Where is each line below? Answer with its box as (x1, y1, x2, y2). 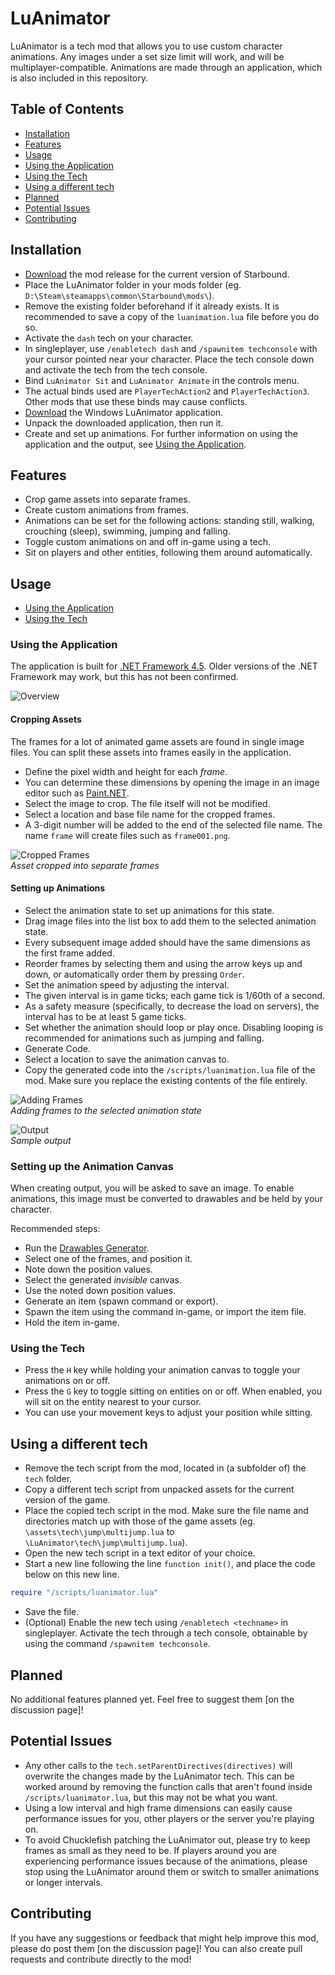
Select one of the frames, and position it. (24, 1253, 193, 1265)
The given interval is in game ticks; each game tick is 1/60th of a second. (24, 989, 326, 1001)
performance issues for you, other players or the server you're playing (24, 1812, 315, 1824)
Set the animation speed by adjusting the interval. (24, 978, 230, 991)
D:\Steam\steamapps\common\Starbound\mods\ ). (24, 289, 215, 301)
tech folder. (24, 1473, 73, 1485)
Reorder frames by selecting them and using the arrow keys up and (24, 957, 303, 969)
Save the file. (24, 1606, 80, 1618)
